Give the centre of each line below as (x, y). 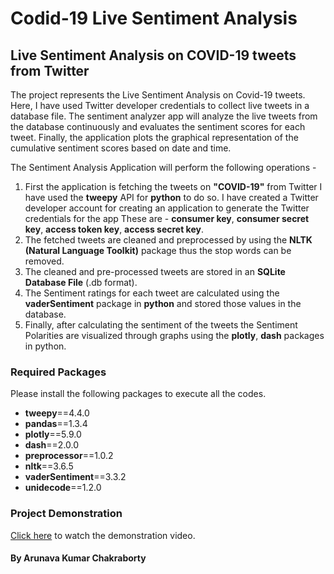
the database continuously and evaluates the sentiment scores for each (158, 126)
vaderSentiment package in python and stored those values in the (163, 303)
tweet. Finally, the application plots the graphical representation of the (154, 137)
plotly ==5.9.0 (53, 434)
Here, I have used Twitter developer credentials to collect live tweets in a (160, 105)
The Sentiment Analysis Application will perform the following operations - (163, 167)
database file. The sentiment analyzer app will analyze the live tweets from (164, 116)
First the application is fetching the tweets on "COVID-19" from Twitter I (173, 186)
